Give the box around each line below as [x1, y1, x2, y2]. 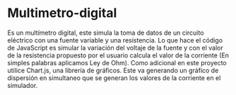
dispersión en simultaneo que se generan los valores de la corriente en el [7, 73, 221, 82]
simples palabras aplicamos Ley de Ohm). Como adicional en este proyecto [7, 58, 228, 67]
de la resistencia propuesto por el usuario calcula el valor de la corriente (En [7, 51, 230, 60]
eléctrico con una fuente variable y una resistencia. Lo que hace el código [7, 35, 223, 44]
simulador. [7, 81, 37, 89]
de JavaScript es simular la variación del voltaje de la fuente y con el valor [7, 43, 224, 52]
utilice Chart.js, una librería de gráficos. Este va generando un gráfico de [7, 66, 219, 74]
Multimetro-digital [7, 5, 117, 21]
